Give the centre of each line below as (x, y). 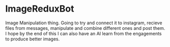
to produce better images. (33, 39)
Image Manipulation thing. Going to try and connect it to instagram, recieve (84, 23)
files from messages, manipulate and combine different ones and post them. (85, 28)
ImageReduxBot (40, 9)
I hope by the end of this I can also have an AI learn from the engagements (83, 33)
